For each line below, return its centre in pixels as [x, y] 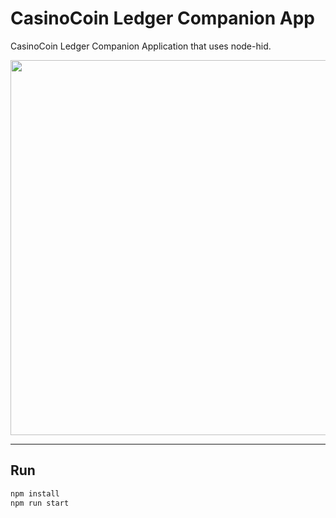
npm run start [40, 503]
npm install [35, 493]
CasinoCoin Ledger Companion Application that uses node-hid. [141, 46]
